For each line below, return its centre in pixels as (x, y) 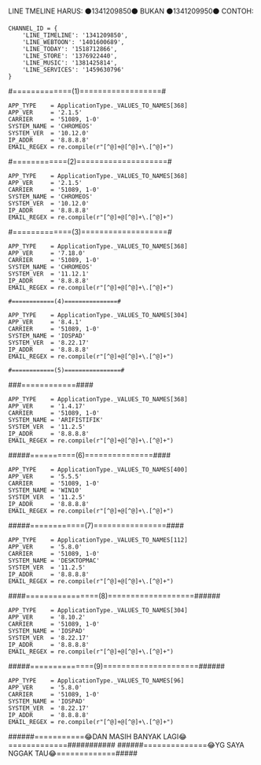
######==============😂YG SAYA (181, 745)
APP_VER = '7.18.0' (47, 253)
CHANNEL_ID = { (33, 28)
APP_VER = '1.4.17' (47, 406)
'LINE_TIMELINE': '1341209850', (75, 35)
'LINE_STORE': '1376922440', (70, 56)
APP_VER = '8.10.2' (47, 617)
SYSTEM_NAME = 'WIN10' (45, 490)
